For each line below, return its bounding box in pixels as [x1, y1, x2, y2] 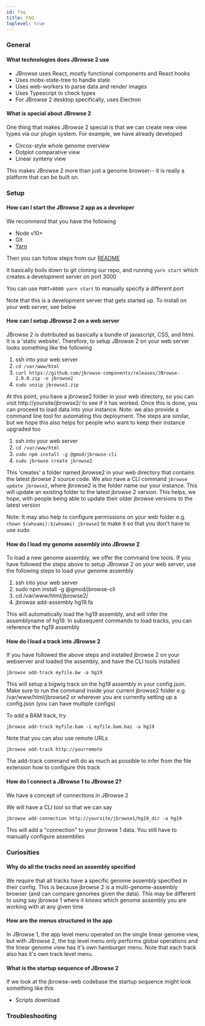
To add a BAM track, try [6, 712, 66, 719]
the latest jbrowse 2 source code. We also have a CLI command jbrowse [6, 476, 188, 483]
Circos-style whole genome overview [15, 142, 110, 149]
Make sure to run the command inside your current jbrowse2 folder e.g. [6, 687, 187, 694]
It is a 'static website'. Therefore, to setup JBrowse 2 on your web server [6, 337, 190, 345]
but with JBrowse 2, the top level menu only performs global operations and [6, 937, 198, 944]
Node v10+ [15, 229, 43, 237]
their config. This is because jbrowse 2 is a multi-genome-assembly [6, 883, 178, 891]
